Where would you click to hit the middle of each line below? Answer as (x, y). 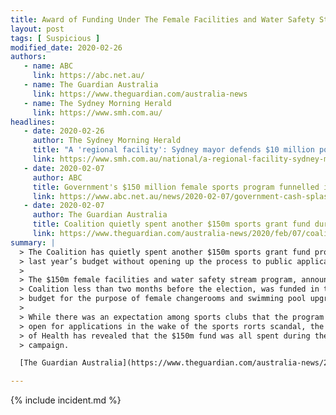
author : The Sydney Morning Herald (107, 141)
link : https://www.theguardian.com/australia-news (140, 94)
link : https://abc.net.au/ (88, 76)
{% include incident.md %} (66, 400)
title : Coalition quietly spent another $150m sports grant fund (171, 224)
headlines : (33, 122)
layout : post (37, 29)
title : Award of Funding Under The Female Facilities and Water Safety (162, 19)
